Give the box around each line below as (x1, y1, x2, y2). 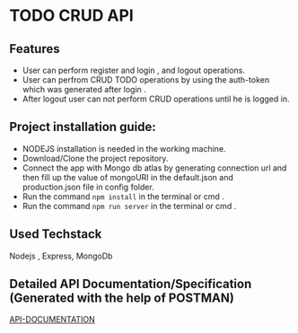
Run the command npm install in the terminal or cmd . (22, 190, 224, 202)
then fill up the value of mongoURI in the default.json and (22, 171, 233, 182)
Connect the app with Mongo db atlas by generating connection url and (22, 162, 287, 173)
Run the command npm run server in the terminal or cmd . (22, 200, 237, 211)
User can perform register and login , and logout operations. (22, 65, 245, 75)
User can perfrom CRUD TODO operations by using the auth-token (22, 74, 270, 85)
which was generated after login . (22, 84, 146, 94)
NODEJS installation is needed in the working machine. (22, 143, 226, 153)
